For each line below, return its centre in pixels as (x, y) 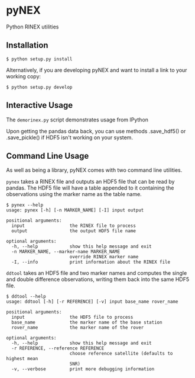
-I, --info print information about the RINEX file (91, 262)
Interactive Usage (39, 105)
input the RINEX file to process (74, 226)
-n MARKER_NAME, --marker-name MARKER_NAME (66, 252)
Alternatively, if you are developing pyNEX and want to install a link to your (97, 70)
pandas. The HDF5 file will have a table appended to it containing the (90, 188)
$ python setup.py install (39, 59)
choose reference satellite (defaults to (121, 354)
